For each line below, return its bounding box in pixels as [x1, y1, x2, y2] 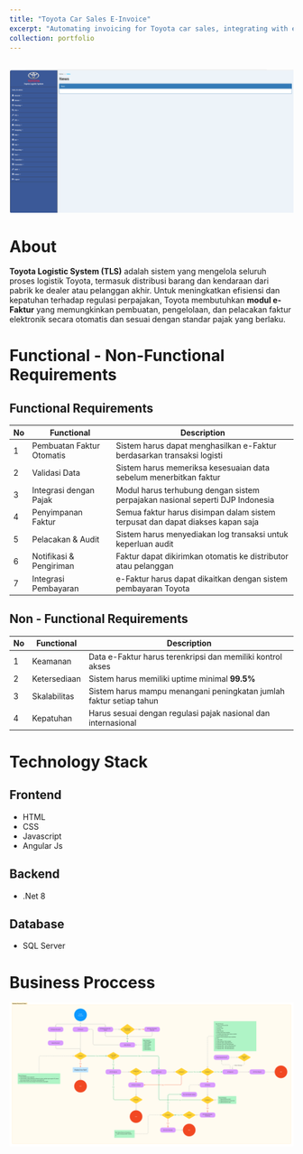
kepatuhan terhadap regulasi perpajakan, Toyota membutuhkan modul [9, 294, 271, 306]
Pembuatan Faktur [32, 441, 101, 451]
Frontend [9, 787, 62, 803]
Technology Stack [9, 752, 149, 772]
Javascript [22, 831, 62, 842]
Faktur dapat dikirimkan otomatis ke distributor [115, 551, 289, 562]
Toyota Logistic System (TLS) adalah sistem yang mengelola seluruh [9, 266, 267, 277]
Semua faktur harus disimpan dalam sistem [115, 507, 276, 517]
